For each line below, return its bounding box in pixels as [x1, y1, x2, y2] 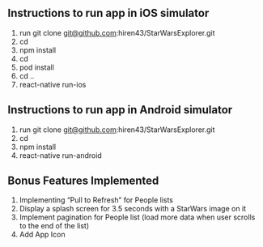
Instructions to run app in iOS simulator [7, 6, 210, 20]
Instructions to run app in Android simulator [7, 103, 233, 117]
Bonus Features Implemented [7, 174, 159, 188]
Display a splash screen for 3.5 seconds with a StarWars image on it [19, 204, 247, 214]
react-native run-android [19, 150, 102, 160]
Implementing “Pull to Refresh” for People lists [19, 195, 173, 205]
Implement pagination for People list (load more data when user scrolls [19, 212, 256, 222]
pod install [19, 62, 54, 72]
